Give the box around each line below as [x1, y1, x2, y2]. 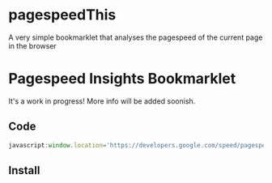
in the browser [8, 40, 57, 50]
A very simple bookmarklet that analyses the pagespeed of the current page [8, 32, 263, 42]
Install [8, 164, 40, 177]
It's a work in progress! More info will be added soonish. [8, 96, 196, 106]
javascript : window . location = [8, 141, 107, 149]
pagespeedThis [8, 6, 117, 24]
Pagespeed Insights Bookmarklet [8, 70, 236, 88]
